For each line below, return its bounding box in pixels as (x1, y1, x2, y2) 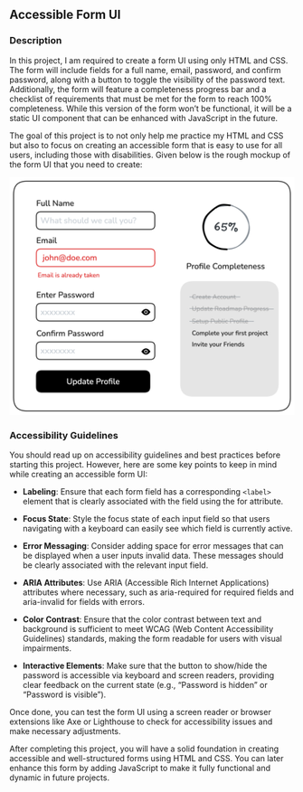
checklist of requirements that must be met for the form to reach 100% (9, 93, 273, 104)
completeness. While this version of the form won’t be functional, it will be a (9, 103, 292, 114)
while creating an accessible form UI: (9, 469, 147, 480)
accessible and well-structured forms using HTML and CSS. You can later (9, 753, 284, 764)
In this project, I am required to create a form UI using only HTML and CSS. (9, 54, 289, 66)
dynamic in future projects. (9, 772, 110, 783)
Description (9, 34, 62, 47)
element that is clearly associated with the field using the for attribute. (22, 496, 284, 507)
